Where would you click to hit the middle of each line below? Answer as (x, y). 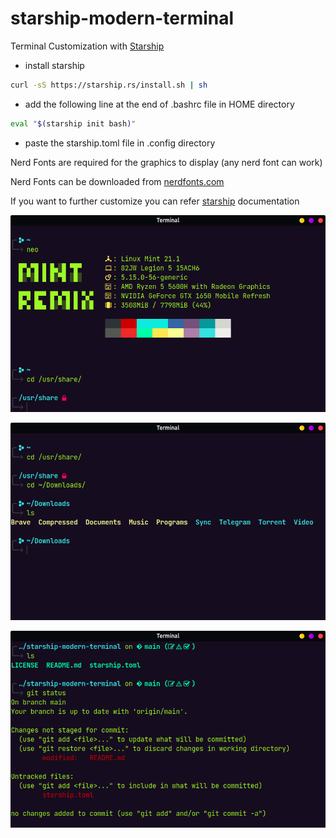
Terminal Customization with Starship (87, 46)
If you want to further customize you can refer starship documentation (155, 201)
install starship (54, 65)
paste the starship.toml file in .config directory (120, 143)
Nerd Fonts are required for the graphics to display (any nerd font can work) (166, 162)
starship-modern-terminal (122, 18)
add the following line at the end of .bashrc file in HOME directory (159, 104)
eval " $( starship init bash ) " (73, 123)
